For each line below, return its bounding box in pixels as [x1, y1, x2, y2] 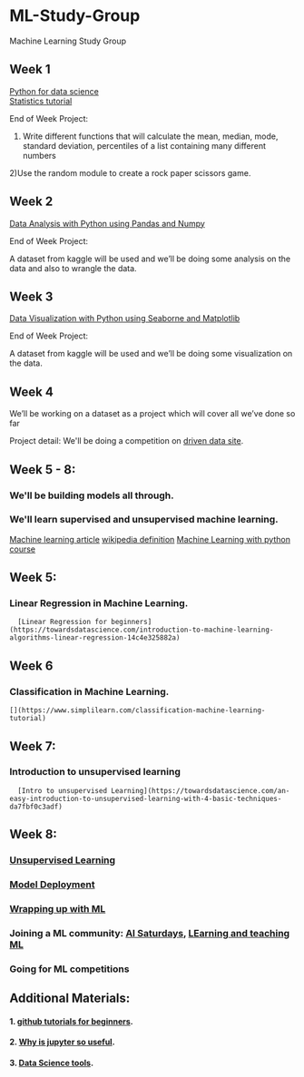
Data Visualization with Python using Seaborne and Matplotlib [9, 313, 240, 324]
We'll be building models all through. [9, 489, 174, 502]
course [9, 543, 36, 554]
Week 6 [9, 658, 54, 673]
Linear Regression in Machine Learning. [9, 597, 189, 610]
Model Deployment [9, 878, 95, 891]
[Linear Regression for [17, 618, 107, 627]
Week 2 [9, 194, 54, 210]
